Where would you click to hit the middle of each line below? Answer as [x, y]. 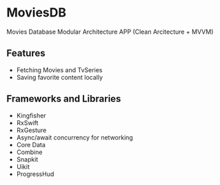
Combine [29, 152]
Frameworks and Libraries [64, 99]
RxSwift [27, 122]
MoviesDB [37, 13]
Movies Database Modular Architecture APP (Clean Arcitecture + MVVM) [110, 32]
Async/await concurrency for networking [75, 137]
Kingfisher [31, 116]
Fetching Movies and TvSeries [59, 69]
